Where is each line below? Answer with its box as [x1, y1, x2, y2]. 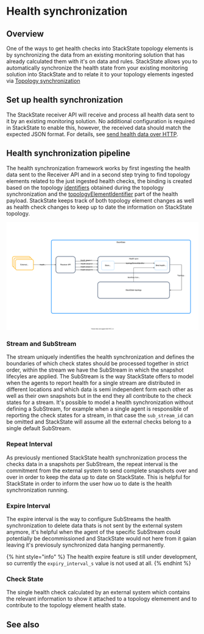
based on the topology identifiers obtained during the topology [6, 184, 164, 191]
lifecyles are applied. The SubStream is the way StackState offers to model [6, 373, 194, 380]
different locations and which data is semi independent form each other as [6, 386, 194, 393]
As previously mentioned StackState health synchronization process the [6, 453, 188, 461]
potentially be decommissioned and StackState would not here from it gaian [6, 535, 197, 542]
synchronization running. [6, 486, 69, 494]
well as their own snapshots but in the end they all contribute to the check [6, 392, 192, 400]
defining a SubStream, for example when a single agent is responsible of [6, 405, 189, 412]
